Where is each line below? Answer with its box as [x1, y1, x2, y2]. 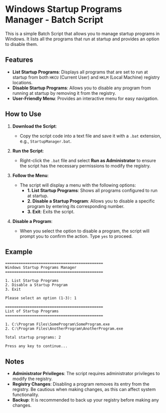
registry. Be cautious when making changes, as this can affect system [12, 387, 156, 393]
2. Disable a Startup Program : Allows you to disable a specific [27, 198, 155, 204]
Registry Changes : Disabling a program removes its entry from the [12, 381, 150, 387]
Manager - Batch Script [5, 14, 103, 25]
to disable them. [5, 41, 38, 47]
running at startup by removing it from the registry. [12, 90, 116, 96]
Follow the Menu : [12, 172, 49, 178]
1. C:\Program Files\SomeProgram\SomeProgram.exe [5, 322, 110, 327]
